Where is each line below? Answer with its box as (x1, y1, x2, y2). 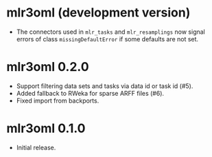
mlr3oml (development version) (6, 5, 191, 21)
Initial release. (16, 143, 56, 151)
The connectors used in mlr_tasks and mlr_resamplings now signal (16, 28, 205, 36)
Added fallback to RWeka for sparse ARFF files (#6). (16, 89, 165, 97)
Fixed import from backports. (16, 96, 99, 105)
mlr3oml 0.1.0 (6, 121, 86, 136)
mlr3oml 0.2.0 (6, 59, 90, 75)
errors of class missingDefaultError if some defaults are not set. (16, 34, 199, 43)
